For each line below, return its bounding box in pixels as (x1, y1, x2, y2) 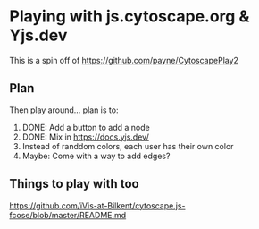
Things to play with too (9, 176, 140, 191)
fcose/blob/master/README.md (9, 209, 127, 220)
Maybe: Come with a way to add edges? (21, 150, 171, 161)
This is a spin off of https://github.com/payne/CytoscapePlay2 (9, 55, 239, 65)
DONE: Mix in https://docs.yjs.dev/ (21, 131, 149, 142)
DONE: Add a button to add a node (21, 122, 150, 132)
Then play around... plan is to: (9, 105, 119, 115)
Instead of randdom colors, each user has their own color (21, 140, 234, 151)
